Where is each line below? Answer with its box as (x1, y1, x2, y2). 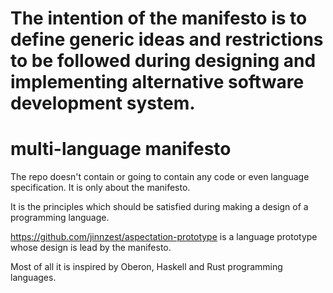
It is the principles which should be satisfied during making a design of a (10, 201, 309, 213)
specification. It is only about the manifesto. (10, 182, 191, 194)
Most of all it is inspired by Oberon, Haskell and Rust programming (10, 261, 283, 273)
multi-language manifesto (10, 138, 232, 161)
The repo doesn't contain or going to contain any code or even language (10, 171, 310, 183)
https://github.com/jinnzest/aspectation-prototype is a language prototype (10, 231, 318, 243)
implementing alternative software (10, 71, 305, 94)
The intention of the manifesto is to (10, 7, 308, 30)
